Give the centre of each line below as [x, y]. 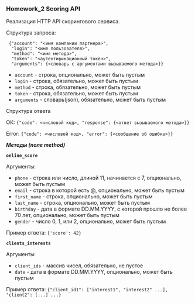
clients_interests [28, 244]
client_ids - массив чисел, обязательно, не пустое [79, 266]
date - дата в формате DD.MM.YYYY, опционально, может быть [93, 272]
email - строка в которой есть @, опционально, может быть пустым [100, 190]
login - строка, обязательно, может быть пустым [76, 81]
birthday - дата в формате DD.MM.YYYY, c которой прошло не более [101, 209]
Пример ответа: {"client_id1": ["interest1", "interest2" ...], [87, 290]
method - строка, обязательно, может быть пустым [78, 87]
